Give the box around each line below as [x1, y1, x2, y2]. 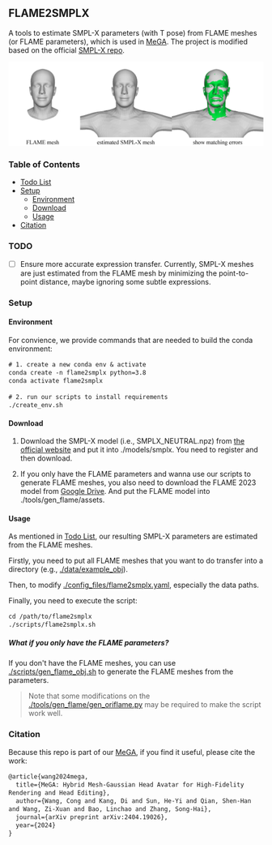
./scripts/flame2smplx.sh [8, 620, 96, 629]
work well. [28, 709, 63, 718]
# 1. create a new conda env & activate [8, 360, 147, 368]
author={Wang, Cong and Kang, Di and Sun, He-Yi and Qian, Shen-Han [15, 796, 252, 805]
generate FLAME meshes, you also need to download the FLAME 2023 [19, 478, 257, 487]
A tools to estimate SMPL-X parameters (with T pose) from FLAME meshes [8, 28, 257, 37]
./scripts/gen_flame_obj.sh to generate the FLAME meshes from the [8, 667, 234, 676]
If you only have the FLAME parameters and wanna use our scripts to [19, 470, 251, 479]
